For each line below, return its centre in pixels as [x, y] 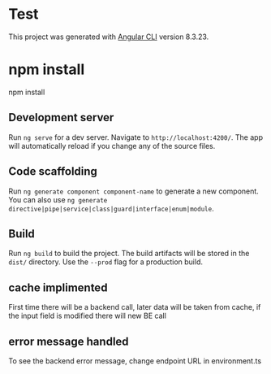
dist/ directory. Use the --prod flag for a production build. [105, 262]
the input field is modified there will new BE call [87, 316]
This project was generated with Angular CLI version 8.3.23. [109, 37]
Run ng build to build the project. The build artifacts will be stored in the [129, 254]
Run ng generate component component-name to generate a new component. [134, 191]
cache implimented [58, 287]
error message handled [69, 341]
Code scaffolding [53, 172]
